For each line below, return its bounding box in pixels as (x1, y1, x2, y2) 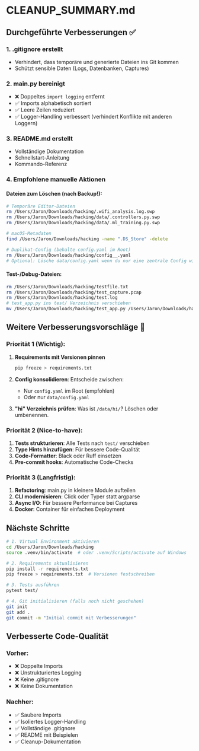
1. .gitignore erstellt (6, 45, 63, 53)
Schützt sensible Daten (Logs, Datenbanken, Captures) (14, 65, 149, 72)
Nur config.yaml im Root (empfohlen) (23, 387, 115, 394)
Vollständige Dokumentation (14, 148, 84, 155)
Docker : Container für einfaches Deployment (14, 505, 125, 513)
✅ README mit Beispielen (14, 731, 78, 739)
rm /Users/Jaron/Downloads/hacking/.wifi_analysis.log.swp (6, 209, 155, 215)
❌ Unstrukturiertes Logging (14, 669, 82, 676)
